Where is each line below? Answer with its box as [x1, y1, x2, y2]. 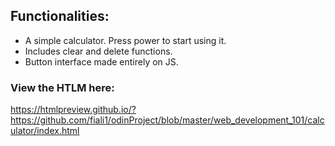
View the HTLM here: [10, 80, 115, 94]
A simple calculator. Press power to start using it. [24, 34, 227, 46]
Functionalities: [10, 8, 110, 25]
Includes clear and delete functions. [24, 45, 173, 57]
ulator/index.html [10, 125, 80, 137]
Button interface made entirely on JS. [24, 55, 179, 68]
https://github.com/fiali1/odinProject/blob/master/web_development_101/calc [10, 114, 325, 126]
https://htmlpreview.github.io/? [10, 104, 137, 116]
